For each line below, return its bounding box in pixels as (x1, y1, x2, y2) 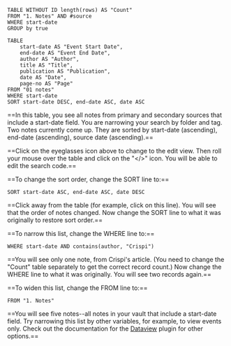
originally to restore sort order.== (7, 216, 103, 224)
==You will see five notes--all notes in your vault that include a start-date (7, 310, 217, 318)
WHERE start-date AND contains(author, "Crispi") (7, 243, 155, 250)
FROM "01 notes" (7, 86, 54, 93)
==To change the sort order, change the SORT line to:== (7, 175, 170, 184)
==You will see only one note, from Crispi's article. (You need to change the (7, 256, 225, 263)
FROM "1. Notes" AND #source (7, 13, 92, 20)
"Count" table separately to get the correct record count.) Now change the (7, 263, 222, 271)
